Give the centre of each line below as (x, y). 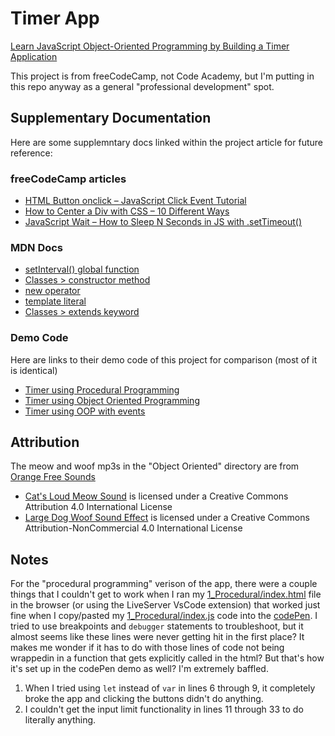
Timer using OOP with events (85, 411)
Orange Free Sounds (53, 477)
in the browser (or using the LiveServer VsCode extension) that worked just (165, 605)
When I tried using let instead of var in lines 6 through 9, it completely (170, 688)
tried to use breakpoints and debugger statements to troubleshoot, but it (157, 626)
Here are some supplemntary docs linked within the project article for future (166, 142)
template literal (55, 301)
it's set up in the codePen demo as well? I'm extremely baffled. (139, 669)
